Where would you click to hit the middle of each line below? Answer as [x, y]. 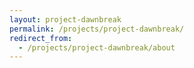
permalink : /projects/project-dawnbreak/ [97, 29]
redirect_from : [41, 38]
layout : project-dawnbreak [65, 19]
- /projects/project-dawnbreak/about [97, 47]
